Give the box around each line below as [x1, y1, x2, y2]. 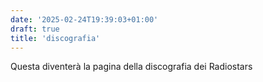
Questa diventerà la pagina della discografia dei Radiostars [10, 61, 253, 73]
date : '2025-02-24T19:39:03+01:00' [10, 14, 159, 25]
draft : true [10, 24, 60, 34]
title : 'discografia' [10, 33, 101, 43]
